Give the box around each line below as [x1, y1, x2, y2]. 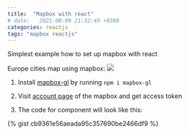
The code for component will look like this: [17, 106, 143, 114]
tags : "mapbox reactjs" [7, 30, 78, 38]
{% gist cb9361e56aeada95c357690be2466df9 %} [7, 119, 159, 128]
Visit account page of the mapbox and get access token [17, 92, 183, 100]
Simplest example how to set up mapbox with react [7, 50, 158, 58]
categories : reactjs [7, 23, 69, 31]
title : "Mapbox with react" [7, 10, 94, 18]
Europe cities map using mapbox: [7, 65, 106, 73]
